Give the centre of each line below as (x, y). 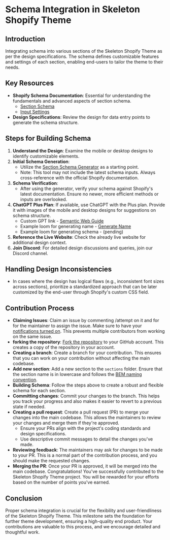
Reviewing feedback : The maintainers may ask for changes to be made (88, 450)
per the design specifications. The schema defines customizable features (82, 56)
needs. (12, 67)
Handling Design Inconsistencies (59, 269)
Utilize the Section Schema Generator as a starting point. (80, 167)
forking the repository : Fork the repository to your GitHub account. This (88, 342)
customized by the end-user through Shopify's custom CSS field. (81, 292)
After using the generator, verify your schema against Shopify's (87, 188)
